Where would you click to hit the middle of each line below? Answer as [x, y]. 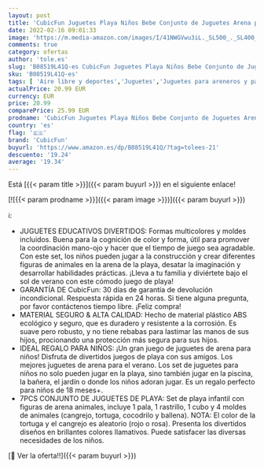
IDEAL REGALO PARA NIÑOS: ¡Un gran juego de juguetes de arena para [135, 348]
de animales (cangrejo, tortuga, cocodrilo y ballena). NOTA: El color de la [137, 415]
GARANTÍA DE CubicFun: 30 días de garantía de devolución [116, 290]
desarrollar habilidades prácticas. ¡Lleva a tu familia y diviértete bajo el [134, 273]
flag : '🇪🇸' [27, 132]
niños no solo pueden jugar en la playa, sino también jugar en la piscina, [136, 373]
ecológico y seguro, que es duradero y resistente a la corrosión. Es [128, 323]
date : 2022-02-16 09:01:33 [52, 30]
